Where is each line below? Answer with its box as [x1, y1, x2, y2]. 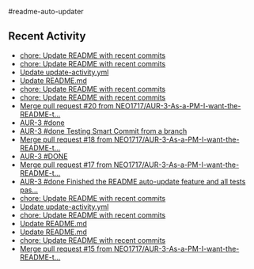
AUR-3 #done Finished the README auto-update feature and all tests [19, 176, 246, 186]
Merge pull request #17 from [19, 160, 112, 169]
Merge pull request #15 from [19, 244, 112, 253]
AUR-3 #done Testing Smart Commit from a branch [19, 126, 188, 135]
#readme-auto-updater [8, 7, 85, 16]
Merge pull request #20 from [19, 100, 115, 110]
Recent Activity [8, 29, 86, 43]
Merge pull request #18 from [19, 134, 113, 144]
